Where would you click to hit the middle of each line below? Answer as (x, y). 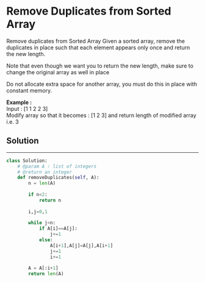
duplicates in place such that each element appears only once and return (98, 48)
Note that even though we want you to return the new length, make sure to (100, 66)
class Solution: (27, 160)
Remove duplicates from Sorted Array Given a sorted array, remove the (95, 41)
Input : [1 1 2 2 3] (27, 108)
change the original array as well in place (58, 72)
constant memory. (29, 90)
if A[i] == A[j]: (58, 229)
